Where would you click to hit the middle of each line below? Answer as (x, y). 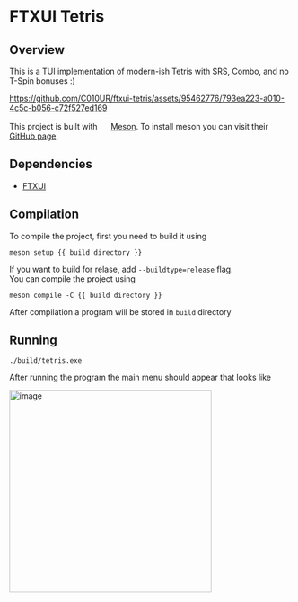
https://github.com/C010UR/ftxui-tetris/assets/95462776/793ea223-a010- (147, 98)
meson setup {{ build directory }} (76, 252)
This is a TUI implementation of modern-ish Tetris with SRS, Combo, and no (149, 71)
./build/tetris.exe (46, 361)
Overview (37, 50)
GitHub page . (34, 136)
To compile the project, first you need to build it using (108, 236)
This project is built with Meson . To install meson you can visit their (139, 126)
